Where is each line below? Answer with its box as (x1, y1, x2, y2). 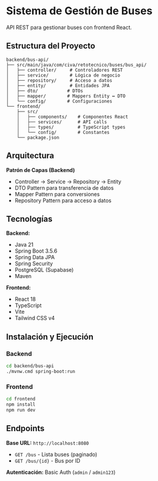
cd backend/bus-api (6, 363, 54, 369)
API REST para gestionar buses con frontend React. (6, 24, 132, 31)
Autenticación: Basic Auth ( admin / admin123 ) (6, 469, 116, 476)
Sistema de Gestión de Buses (6, 4, 153, 18)
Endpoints (6, 423, 45, 434)
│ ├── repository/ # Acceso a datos (6, 77, 112, 84)
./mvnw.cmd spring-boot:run (6, 368, 76, 374)
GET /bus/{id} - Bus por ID (14, 457, 80, 464)
